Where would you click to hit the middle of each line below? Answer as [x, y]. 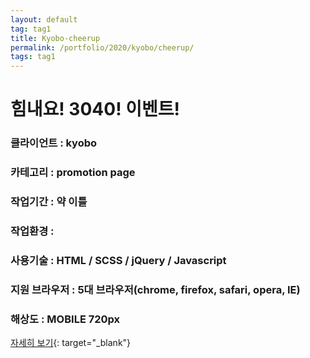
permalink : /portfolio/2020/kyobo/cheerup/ [102, 47]
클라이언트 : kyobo [54, 143]
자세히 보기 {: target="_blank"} [71, 343]
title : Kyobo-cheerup [55, 38]
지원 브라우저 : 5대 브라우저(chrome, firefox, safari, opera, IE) [155, 289]
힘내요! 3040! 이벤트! [95, 109]
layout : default [44, 19]
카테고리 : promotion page [73, 173]
